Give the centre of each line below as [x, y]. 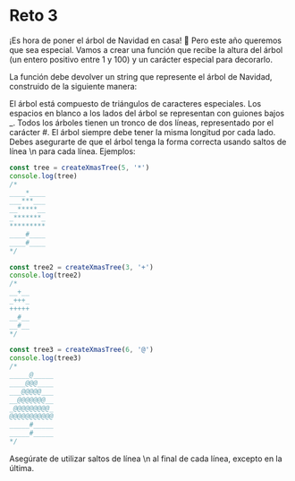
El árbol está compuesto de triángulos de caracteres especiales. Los [135, 103]
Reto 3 [34, 16]
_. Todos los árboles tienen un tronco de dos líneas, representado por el [142, 123]
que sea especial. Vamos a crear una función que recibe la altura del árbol [146, 49]
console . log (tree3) [46, 358]
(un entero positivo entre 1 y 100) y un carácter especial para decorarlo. [141, 59]
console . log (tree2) [46, 275]
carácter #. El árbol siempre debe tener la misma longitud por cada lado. [143, 132]
